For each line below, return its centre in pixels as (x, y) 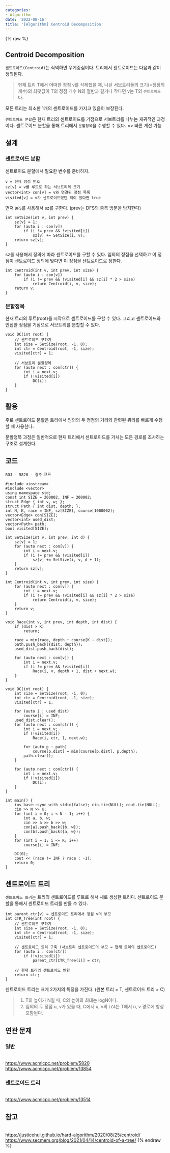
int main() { (19, 800)
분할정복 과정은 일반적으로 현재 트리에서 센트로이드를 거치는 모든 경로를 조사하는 (85, 437)
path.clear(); (38, 756)
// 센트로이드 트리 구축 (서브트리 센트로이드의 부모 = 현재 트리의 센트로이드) (86, 947)
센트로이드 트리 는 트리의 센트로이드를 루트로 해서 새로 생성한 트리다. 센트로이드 (82, 897)
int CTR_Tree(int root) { (33, 919)
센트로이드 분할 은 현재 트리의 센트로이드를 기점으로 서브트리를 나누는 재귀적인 (80, 119)
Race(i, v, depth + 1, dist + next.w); (75, 671)
